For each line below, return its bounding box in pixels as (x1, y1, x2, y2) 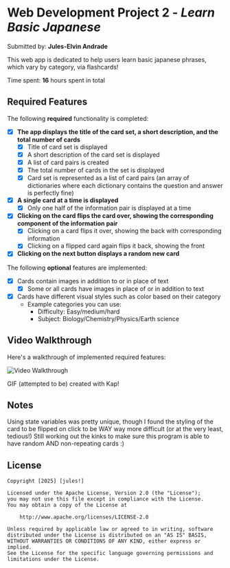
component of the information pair (16, 219, 118, 228)
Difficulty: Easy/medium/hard (37, 307, 120, 316)
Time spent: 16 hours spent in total (7, 76, 105, 84)
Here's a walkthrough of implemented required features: (7, 353, 166, 361)
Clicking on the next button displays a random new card (16, 250, 180, 258)
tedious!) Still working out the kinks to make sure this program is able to (7, 432, 209, 441)
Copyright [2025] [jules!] (7, 478, 84, 485)
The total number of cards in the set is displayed (27, 166, 165, 174)
